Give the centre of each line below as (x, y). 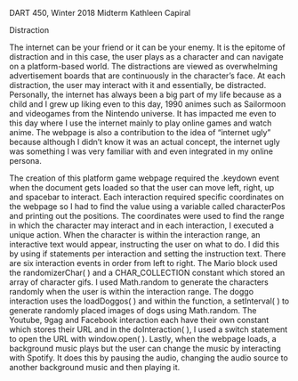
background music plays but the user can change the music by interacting (145, 348)
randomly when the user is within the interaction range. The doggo (132, 292)
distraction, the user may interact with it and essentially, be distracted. (138, 85)
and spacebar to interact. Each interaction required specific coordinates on (147, 197)
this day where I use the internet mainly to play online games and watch (141, 123)
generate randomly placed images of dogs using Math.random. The (133, 310)
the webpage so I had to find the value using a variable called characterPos (148, 207)
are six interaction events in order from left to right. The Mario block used (144, 263)
